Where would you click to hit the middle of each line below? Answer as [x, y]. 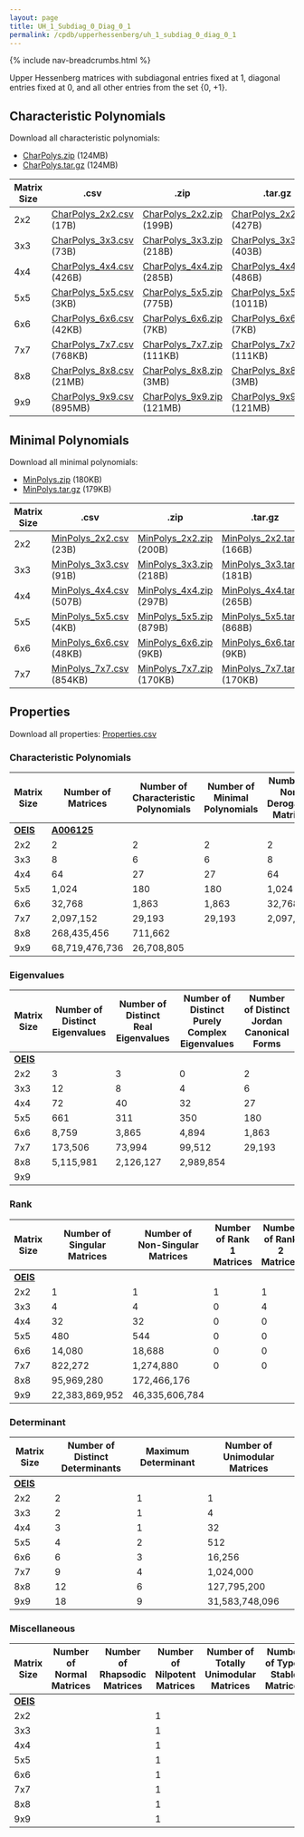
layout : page [34, 18]
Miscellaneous [42, 1628]
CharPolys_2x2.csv [92, 214]
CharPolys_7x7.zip [183, 345]
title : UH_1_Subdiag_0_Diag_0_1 [70, 26]
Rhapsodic [123, 1675]
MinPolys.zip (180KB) [62, 480]
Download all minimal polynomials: [74, 462]
